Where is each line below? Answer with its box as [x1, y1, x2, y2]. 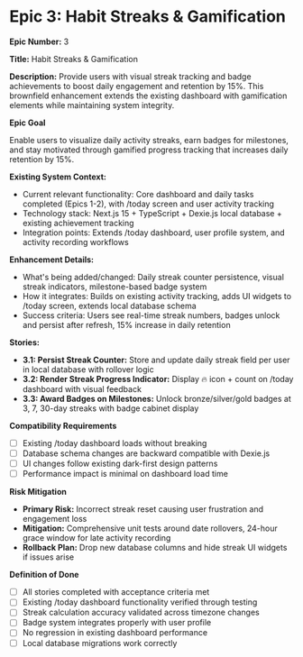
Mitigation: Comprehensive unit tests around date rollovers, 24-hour [22, 523, 278, 534]
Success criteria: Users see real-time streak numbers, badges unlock [22, 309, 280, 321]
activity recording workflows [22, 236, 129, 247]
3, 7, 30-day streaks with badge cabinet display [22, 403, 199, 414]
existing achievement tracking [22, 217, 134, 228]
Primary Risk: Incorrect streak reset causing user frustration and [22, 504, 264, 515]
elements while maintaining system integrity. [9, 99, 175, 110]
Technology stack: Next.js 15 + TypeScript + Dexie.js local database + [22, 207, 282, 218]
